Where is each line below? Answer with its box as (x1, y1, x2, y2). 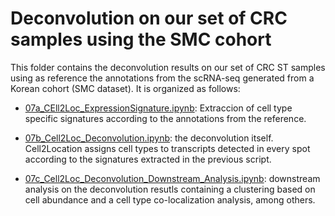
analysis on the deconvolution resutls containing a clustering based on (24, 183, 316, 195)
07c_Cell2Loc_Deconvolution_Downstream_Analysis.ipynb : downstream (24, 172, 321, 184)
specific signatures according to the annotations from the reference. (24, 112, 307, 124)
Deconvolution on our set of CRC (10, 7, 288, 30)
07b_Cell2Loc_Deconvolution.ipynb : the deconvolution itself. (24, 132, 274, 144)
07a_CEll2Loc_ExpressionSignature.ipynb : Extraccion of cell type (24, 102, 293, 114)
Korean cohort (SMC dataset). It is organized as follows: (10, 82, 241, 94)
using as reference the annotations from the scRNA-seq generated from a (10, 72, 315, 84)
